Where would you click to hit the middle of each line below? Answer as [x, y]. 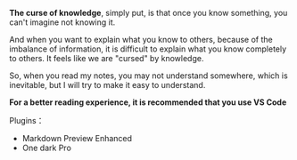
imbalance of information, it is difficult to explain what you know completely [148, 49]
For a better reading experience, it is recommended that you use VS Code [148, 102]
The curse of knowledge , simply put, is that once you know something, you [148, 13]
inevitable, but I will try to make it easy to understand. [107, 85]
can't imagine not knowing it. [62, 22]
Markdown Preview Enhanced [77, 138]
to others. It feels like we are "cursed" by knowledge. [107, 58]
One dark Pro [46, 148]
